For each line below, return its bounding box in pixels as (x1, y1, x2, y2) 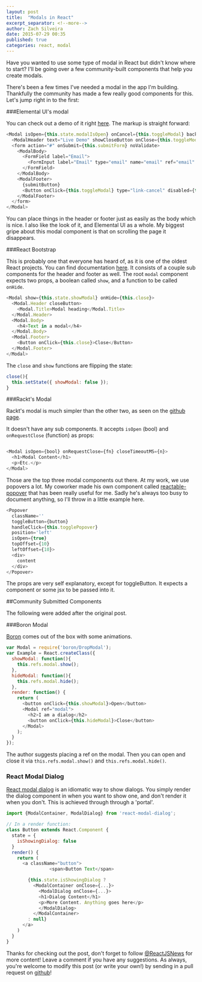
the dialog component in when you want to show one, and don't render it (6, 792, 186, 799)
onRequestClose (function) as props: (6, 432, 94, 439)
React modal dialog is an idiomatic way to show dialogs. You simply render (6, 786, 191, 793)
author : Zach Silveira (6, 25, 63, 32)
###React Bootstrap (6, 246, 57, 253)
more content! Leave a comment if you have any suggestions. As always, (6, 956, 188, 963)
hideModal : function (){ (11, 673, 71, 679)
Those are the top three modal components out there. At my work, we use (6, 476, 189, 483)
